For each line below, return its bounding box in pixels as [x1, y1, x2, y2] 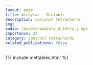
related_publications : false [5, 41, 67, 46]
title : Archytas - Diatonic [5, 12, 65, 17]
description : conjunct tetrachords [5, 17, 81, 22]
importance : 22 [5, 31, 38, 36]
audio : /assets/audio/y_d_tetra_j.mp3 [5, 26, 88, 31]
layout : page [5, 7, 33, 13]
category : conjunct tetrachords [5, 36, 74, 41]
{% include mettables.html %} [5, 54, 68, 60]
